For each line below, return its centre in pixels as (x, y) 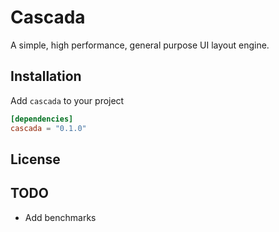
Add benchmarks (60, 217)
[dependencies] (42, 119)
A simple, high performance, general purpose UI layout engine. (140, 45)
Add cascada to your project (67, 100)
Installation (46, 76)
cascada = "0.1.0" (48, 128)
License (35, 159)
